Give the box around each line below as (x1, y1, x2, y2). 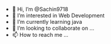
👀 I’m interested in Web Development (12, 12, 105, 19)
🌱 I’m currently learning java (12, 18, 82, 25)
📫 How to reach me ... (12, 32, 69, 38)
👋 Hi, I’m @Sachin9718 (12, 6, 69, 12)
